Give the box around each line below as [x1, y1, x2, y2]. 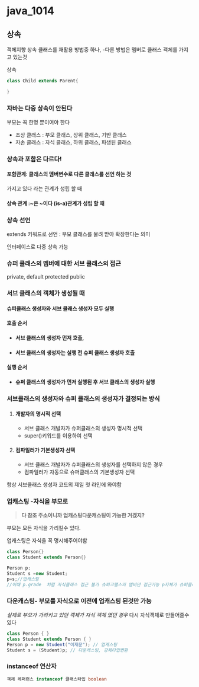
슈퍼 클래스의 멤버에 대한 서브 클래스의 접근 [6, 259, 122, 267]
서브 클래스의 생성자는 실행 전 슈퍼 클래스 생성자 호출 [15, 349, 135, 356]
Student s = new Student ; [6, 570, 68, 576]
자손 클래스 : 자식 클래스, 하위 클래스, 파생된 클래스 [15, 138, 132, 146]
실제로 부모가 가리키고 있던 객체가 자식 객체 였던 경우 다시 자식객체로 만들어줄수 [6, 611, 190, 618]
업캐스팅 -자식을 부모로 [6, 497, 68, 505]
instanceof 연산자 [6, 662, 57, 670]
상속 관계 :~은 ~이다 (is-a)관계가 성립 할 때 [6, 200, 105, 207]
